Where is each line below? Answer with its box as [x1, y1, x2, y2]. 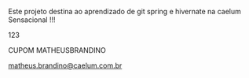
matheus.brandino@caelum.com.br [8, 61, 123, 70]
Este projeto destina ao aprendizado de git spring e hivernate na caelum [8, 7, 241, 16]
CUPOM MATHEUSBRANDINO [8, 46, 106, 54]
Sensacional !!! [8, 15, 56, 24]
